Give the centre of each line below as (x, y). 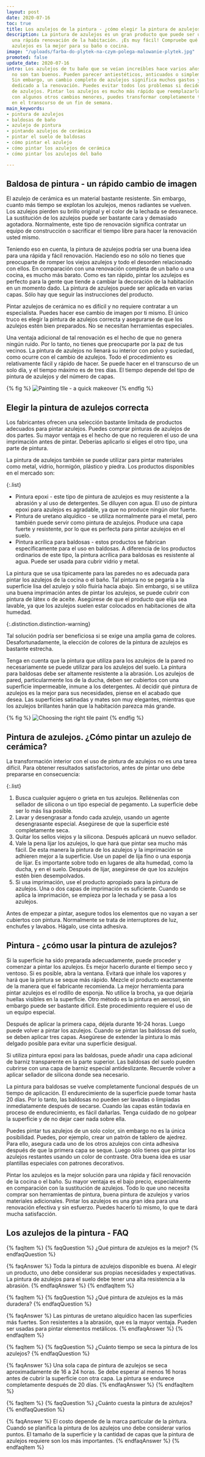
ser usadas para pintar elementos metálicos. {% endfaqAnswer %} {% (95, 1328)
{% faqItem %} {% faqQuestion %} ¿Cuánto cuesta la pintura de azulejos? (99, 1403)
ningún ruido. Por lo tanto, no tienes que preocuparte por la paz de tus (95, 344)
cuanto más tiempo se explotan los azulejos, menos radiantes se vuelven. (99, 205)
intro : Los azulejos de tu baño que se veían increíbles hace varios (97, 69)
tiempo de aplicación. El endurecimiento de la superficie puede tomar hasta (101, 1093)
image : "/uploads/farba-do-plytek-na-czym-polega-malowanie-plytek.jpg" (101, 52)
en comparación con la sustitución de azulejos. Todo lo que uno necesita (98, 1188)
